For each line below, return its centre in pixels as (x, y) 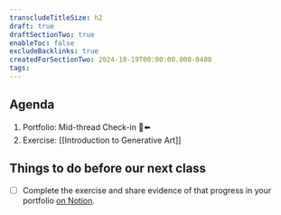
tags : (19, 69)
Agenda (32, 105)
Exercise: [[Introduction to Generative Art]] (102, 140)
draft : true (32, 26)
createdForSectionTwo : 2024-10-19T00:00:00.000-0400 (111, 60)
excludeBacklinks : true (54, 51)
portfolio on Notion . (59, 201)
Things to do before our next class (108, 168)
